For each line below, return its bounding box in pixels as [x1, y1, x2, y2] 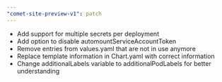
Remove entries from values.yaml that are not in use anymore [16, 44, 196, 53]
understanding [16, 67, 60, 75]
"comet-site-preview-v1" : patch [6, 10, 102, 18]
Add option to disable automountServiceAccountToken [16, 36, 177, 46]
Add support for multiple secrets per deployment [16, 29, 160, 38]
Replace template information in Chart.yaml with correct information [16, 52, 215, 60]
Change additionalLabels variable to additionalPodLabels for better [16, 59, 211, 67]
